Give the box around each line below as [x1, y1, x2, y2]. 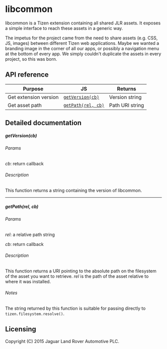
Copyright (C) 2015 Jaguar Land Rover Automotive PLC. [5, 338, 119, 344]
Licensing [5, 325, 36, 334]
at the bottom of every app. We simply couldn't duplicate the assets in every [5, 51, 162, 57]
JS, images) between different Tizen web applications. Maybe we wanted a [5, 40, 160, 46]
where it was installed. [5, 278, 51, 284]
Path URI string [109, 102, 144, 109]
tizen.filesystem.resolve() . [5, 310, 65, 317]
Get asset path [7, 102, 42, 109]
